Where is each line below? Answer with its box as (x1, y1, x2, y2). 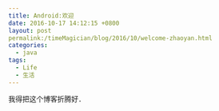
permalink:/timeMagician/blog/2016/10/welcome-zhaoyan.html (8, 34, 213, 42)
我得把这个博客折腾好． (8, 93, 86, 104)
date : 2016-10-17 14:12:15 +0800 (8, 19, 120, 27)
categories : (8, 42, 48, 50)
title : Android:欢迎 (8, 11, 74, 20)
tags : (8, 57, 26, 65)
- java (15, 49, 38, 57)
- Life (15, 64, 38, 72)
